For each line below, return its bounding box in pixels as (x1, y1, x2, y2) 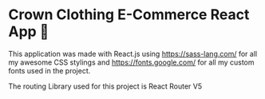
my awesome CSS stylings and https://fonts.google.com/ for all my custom (8, 57, 255, 67)
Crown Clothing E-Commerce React (8, 6, 250, 24)
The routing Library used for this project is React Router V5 (8, 81, 203, 91)
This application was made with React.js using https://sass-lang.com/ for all (8, 49, 258, 58)
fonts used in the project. (8, 65, 91, 75)
